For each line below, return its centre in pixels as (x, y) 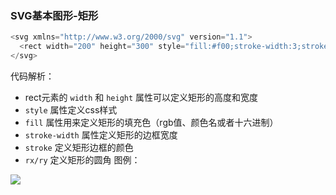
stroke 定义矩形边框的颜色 (79, 147)
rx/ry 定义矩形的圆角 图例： (82, 159)
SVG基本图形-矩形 (54, 15)
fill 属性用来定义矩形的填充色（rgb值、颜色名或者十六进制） (151, 122)
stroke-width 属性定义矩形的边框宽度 (101, 134)
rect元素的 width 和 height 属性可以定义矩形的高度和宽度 (141, 97)
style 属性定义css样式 (71, 109)
